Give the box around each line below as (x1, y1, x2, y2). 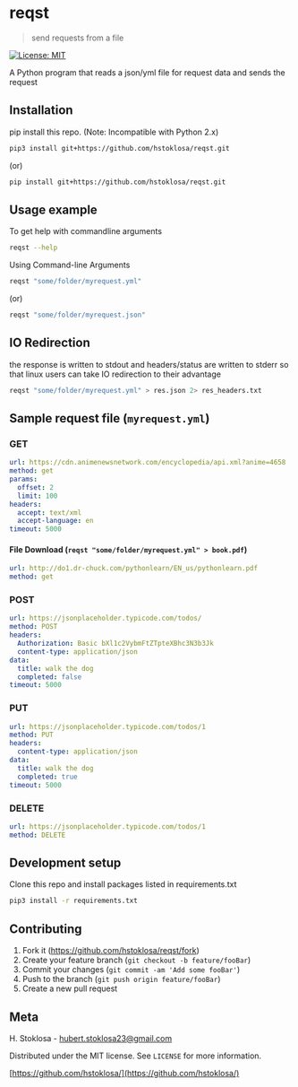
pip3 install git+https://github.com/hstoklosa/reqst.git (9, 143, 230, 152)
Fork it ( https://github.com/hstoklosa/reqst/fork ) (21, 945, 200, 956)
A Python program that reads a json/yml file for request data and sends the (9, 66, 285, 78)
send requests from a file (30, 32, 124, 43)
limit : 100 (17, 491, 58, 500)
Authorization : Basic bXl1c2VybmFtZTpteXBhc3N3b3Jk (17, 639, 215, 648)
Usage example (9, 202, 98, 217)
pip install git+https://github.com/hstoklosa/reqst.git (9, 178, 226, 187)
